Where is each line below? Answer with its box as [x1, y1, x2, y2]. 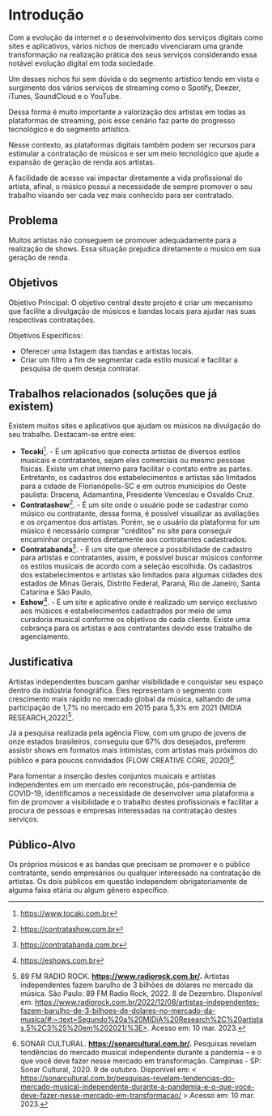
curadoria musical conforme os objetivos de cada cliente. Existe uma [19, 615, 251, 624]
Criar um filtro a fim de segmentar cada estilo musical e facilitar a [19, 354, 239, 364]
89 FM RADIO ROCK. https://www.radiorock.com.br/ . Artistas [19, 971, 230, 981]
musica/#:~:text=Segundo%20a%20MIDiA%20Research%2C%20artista [19, 1014, 264, 1024]
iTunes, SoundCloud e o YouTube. [8, 91, 121, 101]
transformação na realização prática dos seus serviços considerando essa [8, 49, 257, 59]
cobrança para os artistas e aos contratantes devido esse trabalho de [19, 623, 253, 633]
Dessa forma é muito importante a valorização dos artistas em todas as [8, 107, 246, 117]
